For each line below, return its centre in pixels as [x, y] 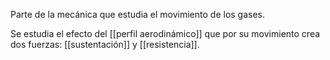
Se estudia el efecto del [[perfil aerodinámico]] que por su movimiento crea [165, 33]
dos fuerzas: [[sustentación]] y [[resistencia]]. [105, 44]
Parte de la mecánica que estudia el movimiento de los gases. [138, 14]
